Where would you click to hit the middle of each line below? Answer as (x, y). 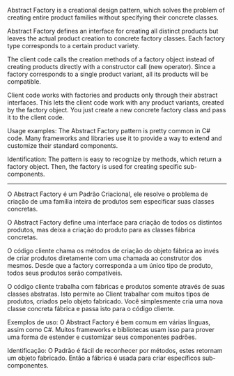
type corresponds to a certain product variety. (73, 46)
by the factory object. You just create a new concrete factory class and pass (117, 110)
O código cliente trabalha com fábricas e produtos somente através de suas (116, 286)
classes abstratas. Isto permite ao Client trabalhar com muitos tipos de (109, 294)
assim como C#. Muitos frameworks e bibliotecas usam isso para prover (111, 330)
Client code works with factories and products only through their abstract (112, 95)
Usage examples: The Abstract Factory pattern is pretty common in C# (109, 131)
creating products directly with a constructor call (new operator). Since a (111, 67)
